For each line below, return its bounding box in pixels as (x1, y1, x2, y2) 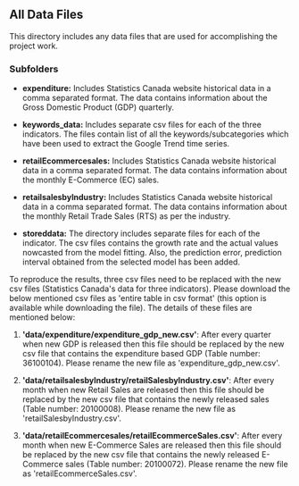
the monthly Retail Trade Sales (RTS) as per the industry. (21, 211, 231, 222)
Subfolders (9, 63, 59, 75)
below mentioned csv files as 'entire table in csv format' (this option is (9, 293, 267, 304)
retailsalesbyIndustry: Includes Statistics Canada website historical (21, 192, 273, 203)
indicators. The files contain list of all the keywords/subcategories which (21, 129, 289, 139)
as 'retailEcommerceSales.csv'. (21, 468, 137, 479)
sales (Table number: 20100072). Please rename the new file (65, 459, 288, 470)
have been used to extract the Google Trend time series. (21, 138, 230, 149)
